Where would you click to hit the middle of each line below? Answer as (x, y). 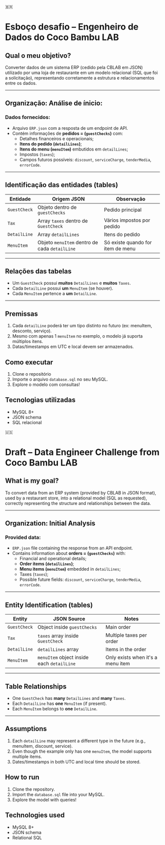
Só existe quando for (128, 242)
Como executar (29, 362)
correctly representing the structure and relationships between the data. (78, 503)
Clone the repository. (33, 789)
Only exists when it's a (131, 657)
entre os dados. (21, 83)
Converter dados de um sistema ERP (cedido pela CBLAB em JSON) (74, 67)
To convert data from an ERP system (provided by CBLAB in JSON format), (81, 493)
